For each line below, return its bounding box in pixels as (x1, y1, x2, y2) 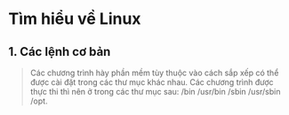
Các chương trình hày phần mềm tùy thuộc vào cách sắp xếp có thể (29, 67, 279, 78)
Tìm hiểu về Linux (8, 9, 141, 29)
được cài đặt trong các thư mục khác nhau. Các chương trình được (29, 77, 274, 88)
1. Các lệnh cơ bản (8, 44, 111, 59)
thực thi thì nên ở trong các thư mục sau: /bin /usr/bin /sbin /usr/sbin (29, 87, 281, 96)
